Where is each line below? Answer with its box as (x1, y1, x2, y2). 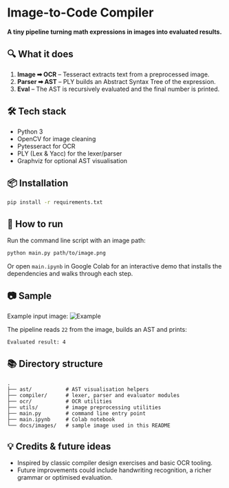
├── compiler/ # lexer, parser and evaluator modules (7, 392, 180, 399)
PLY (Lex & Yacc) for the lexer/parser (17, 149, 122, 158)
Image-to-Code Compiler (7, 5, 154, 21)
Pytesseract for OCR (17, 142, 76, 150)
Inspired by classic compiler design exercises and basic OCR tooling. (17, 459, 213, 467)
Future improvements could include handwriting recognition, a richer (17, 466, 212, 474)
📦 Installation (7, 177, 69, 189)
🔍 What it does (7, 48, 74, 60)
